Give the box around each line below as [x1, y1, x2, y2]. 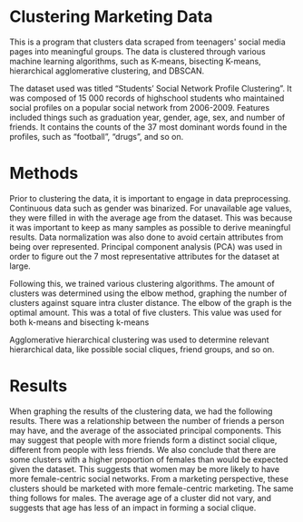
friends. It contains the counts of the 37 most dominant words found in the [9, 121, 288, 133]
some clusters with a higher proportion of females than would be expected [9, 454, 288, 465]
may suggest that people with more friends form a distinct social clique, [9, 434, 278, 446]
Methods [9, 163, 79, 183]
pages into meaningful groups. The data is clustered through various [9, 45, 266, 56]
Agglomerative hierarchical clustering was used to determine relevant [9, 334, 269, 345]
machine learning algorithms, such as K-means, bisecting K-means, [9, 55, 261, 66]
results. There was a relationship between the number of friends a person [9, 415, 285, 426]
